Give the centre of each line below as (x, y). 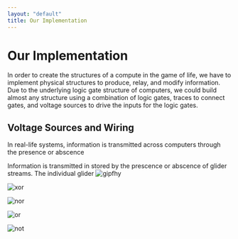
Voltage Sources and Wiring (71, 127)
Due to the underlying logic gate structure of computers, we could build (112, 90)
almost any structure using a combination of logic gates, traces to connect (116, 98)
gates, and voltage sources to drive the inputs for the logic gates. (103, 105)
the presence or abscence (46, 152)
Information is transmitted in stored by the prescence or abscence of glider (117, 166)
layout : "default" (34, 14)
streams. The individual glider (51, 174)
